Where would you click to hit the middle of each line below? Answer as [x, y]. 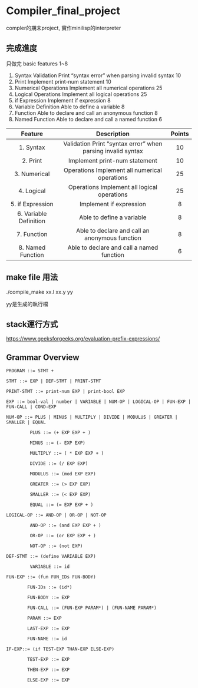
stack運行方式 [32, 324]
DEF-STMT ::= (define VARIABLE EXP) [51, 557]
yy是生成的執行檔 [27, 304]
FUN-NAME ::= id [47, 639]
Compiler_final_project [63, 11]
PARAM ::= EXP [44, 618]
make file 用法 [32, 277]
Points [180, 134]
